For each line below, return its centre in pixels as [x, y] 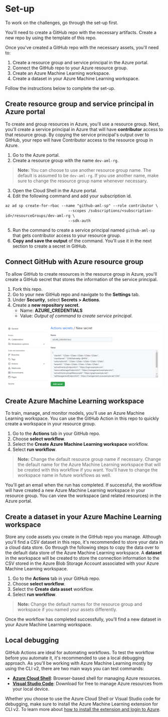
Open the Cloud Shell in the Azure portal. [55, 190]
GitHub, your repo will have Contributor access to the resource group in [79, 140]
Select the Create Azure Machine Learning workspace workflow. [80, 444]
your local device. [31, 689]
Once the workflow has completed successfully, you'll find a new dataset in [83, 619]
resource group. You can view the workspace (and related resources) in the [83, 496]
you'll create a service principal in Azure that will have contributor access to [84, 129]
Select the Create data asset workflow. [53, 589]
